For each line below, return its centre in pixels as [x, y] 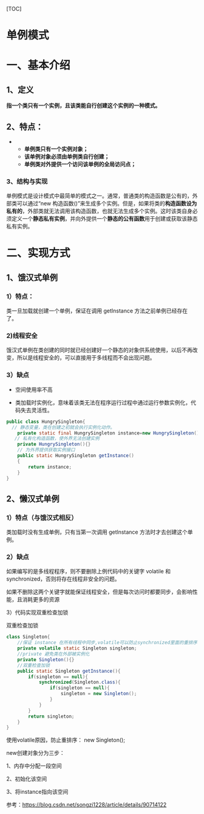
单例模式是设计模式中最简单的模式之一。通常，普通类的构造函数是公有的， [99, 196]
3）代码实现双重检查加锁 [37, 612]
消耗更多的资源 [41, 600]
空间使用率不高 [34, 389]
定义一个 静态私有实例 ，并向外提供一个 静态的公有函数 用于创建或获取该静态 [104, 219]
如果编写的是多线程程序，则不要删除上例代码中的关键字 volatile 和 [89, 572]
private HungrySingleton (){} [54, 444]
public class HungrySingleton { [46, 422]
